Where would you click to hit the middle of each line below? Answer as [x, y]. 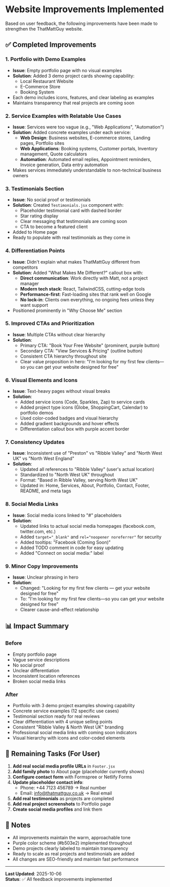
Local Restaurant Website [47, 81]
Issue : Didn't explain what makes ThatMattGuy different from [76, 262]
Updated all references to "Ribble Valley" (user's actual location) [87, 469]
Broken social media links [39, 681]
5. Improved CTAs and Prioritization [50, 324]
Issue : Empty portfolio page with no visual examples [67, 70]
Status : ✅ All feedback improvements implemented [59, 879]
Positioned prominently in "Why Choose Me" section [67, 310]
